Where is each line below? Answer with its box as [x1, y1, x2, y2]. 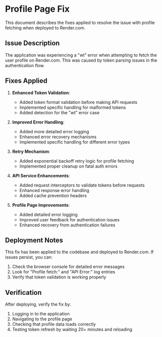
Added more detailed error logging [19, 128, 89, 134]
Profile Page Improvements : [12, 202, 70, 208]
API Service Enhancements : [12, 172, 70, 178]
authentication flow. [5, 62, 45, 68]
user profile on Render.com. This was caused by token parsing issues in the [5, 57, 158, 63]
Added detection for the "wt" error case [19, 109, 100, 116]
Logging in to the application [12, 311, 70, 317]
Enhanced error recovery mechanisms [19, 134, 97, 140]
